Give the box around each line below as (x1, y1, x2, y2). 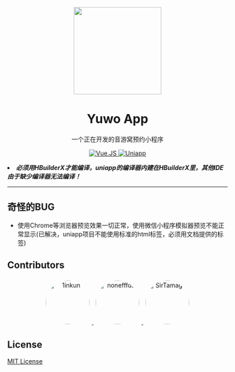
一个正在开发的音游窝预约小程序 (71, 135, 164, 143)
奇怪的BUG (7, 201, 55, 213)
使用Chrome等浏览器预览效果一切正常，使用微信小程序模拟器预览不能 (17, 221, 219, 229)
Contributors (7, 259, 65, 271)
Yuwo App (86, 111, 149, 127)
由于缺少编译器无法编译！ (7, 172, 81, 180)
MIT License (7, 357, 43, 366)
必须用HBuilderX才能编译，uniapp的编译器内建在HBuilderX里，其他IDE (16, 163, 224, 171)
